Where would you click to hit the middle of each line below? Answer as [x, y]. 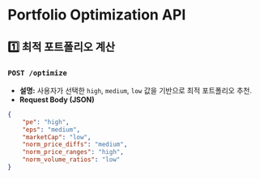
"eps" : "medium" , [51, 130]
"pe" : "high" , [46, 122]
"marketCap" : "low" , [57, 137]
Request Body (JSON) [57, 100]
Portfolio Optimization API [97, 15]
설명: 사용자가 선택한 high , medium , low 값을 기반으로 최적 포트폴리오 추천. [136, 90]
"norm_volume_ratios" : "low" [71, 160]
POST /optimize [38, 73]
